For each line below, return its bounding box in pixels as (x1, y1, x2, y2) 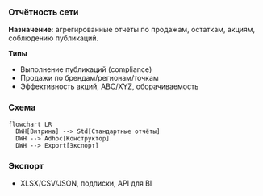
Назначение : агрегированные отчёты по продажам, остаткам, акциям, (8, 25, 256, 35)
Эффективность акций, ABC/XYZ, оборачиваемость (19, 81, 199, 91)
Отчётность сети (8, 6, 79, 18)
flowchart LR (8, 120, 52, 128)
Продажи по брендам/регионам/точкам (19, 73, 159, 83)
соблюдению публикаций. (8, 33, 99, 43)
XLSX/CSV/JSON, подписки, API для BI (19, 178, 152, 188)
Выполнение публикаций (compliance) (19, 65, 152, 74)
